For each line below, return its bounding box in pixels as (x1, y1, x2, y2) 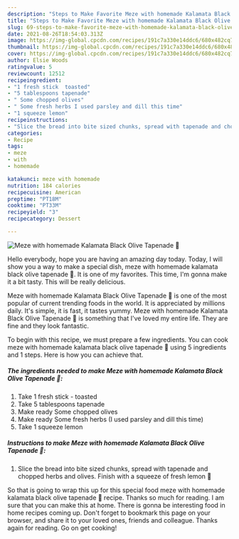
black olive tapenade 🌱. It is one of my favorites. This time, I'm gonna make (7, 270, 228, 278)
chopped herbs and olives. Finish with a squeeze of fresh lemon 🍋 (17, 471, 212, 481)
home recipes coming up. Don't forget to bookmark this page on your (7, 508, 211, 517)
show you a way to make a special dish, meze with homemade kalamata (7, 262, 218, 271)
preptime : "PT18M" (7, 195, 62, 203)
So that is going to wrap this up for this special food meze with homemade (7, 486, 225, 494)
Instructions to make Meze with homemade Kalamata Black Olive (7, 439, 205, 447)
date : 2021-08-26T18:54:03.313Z (7, 30, 103, 38)
